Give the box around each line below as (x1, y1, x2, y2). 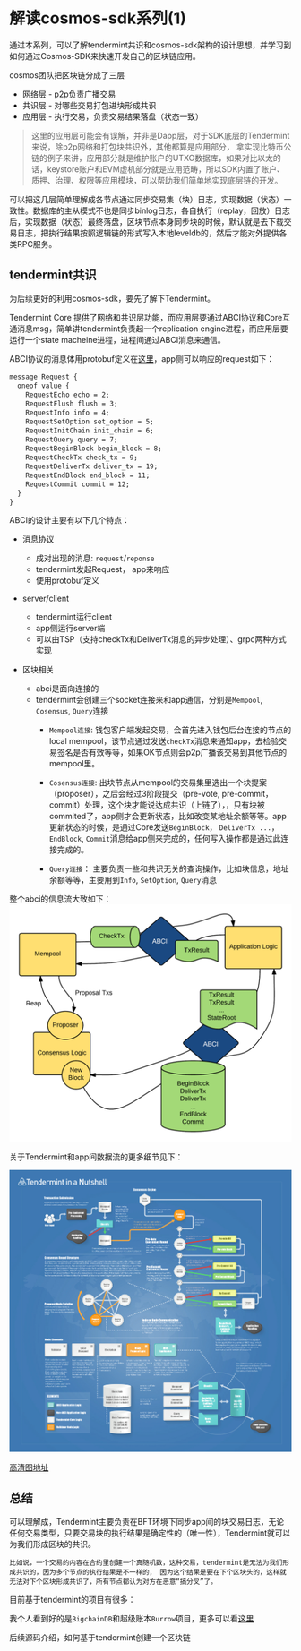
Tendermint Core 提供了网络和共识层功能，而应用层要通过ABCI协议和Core (9, 312, 283, 322)
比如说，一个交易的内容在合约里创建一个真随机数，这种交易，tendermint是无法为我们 (9, 1558, 283, 1567)
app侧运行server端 (35, 622, 106, 633)
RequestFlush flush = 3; (25, 399, 118, 408)
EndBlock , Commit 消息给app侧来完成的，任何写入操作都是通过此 (48, 833, 281, 843)
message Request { (9, 372, 78, 381)
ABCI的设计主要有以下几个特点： (9, 514, 130, 525)
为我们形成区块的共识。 (9, 1538, 96, 1549)
